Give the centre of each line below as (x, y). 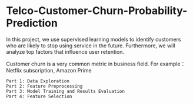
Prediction (32, 23)
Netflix (14, 70)
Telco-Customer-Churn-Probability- (97, 11)
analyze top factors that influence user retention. (65, 51)
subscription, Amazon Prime (58, 70)
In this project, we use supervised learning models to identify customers (94, 39)
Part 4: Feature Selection (39, 96)
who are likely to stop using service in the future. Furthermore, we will (91, 46)
